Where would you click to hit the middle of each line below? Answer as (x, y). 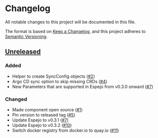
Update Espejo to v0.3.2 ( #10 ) (42, 125)
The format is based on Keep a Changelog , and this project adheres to (75, 31)
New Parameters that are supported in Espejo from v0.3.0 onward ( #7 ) (83, 86)
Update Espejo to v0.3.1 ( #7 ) (40, 120)
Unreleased (23, 52)
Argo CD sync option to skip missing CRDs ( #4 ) (60, 81)
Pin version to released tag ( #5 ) (44, 115)
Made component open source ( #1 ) (47, 109)
